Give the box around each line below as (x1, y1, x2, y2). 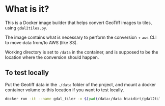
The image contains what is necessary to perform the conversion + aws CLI (5, 34, 157, 40)
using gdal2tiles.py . (5, 25, 48, 30)
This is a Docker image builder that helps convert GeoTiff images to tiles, (5, 20, 152, 26)
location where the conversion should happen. (5, 54, 99, 60)
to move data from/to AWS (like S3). (5, 39, 78, 45)
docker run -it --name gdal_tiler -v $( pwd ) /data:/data (5, 96, 122, 101)
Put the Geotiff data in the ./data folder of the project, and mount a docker (5, 81, 156, 87)
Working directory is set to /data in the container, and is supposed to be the (5, 49, 159, 55)
